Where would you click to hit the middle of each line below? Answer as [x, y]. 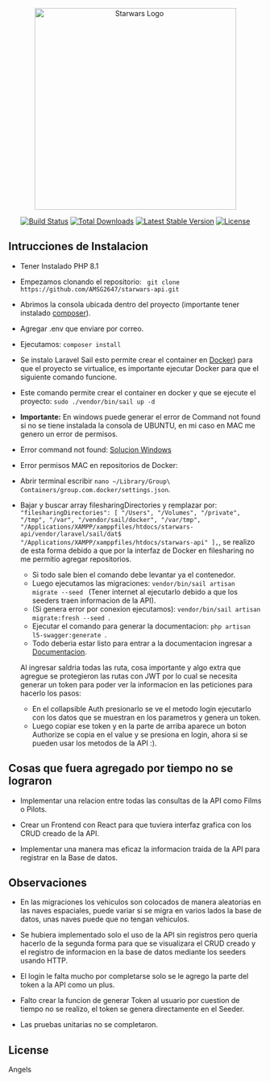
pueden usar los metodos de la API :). [94, 743]
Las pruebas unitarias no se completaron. [89, 1025]
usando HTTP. [44, 961]
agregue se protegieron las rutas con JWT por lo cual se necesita [129, 676]
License [29, 1050]
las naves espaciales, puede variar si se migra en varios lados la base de [141, 911]
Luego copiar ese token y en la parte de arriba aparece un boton [139, 725]
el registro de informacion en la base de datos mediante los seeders [133, 952]
